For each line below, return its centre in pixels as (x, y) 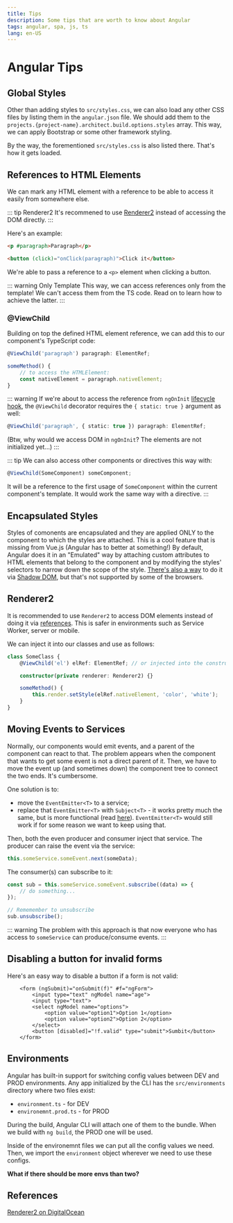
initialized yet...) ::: (33, 447)
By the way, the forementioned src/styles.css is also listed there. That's (111, 145)
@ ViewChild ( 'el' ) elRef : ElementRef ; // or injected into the (111, 663)
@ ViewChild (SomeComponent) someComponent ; (69, 473)
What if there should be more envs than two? (74, 1174)
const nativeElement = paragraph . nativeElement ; (91, 379)
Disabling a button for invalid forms (85, 959)
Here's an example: (35, 233)
